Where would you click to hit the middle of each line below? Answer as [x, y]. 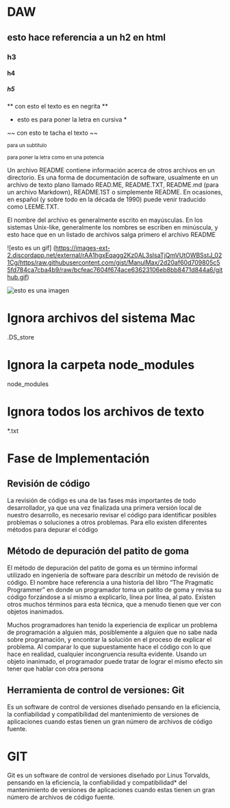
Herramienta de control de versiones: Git [96, 690]
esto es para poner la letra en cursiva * [72, 120]
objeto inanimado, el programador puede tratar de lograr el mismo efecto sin [115, 661]
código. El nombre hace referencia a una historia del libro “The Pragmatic [111, 582]
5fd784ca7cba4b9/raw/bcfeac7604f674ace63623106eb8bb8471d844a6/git [115, 270]
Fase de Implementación [78, 459]
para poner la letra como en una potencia [55, 158]
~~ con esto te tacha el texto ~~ [52, 133]
